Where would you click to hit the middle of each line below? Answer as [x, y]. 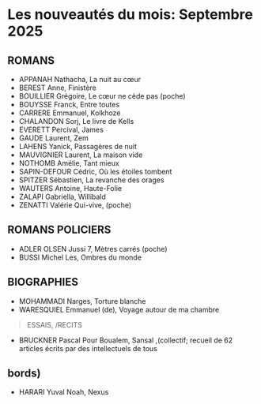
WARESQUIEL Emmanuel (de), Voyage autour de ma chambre [119, 309]
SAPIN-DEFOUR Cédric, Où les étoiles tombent [95, 172]
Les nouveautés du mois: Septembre [130, 15]
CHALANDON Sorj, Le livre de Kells [76, 121]
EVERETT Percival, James [61, 129]
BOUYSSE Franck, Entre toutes [69, 105]
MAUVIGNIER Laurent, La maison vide [81, 155]
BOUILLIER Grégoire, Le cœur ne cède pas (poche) [102, 96]
